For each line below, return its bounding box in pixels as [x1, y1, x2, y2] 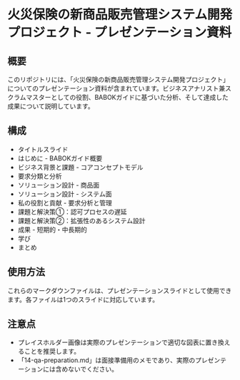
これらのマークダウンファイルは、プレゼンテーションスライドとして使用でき [7, 286, 232, 294]
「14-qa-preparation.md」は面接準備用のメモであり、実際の [17, 356, 196, 364]
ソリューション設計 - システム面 [17, 190, 112, 198]
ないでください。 [67, 365, 119, 374]
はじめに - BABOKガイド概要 [17, 154, 103, 163]
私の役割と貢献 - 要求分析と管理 [17, 198, 113, 207]
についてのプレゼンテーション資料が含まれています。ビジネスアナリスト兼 [7, 84, 226, 93]
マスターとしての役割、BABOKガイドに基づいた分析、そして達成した [26, 93, 229, 101]
